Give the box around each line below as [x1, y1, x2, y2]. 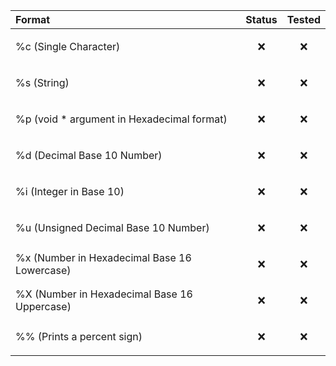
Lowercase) [15, 264, 72, 277]
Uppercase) [15, 300, 72, 313]
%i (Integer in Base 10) [15, 185, 125, 198]
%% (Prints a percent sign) [15, 330, 143, 343]
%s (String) [15, 76, 70, 89]
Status [245, 13, 278, 26]
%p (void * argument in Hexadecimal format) [15, 112, 228, 126]
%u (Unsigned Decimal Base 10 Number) [15, 221, 210, 234]
